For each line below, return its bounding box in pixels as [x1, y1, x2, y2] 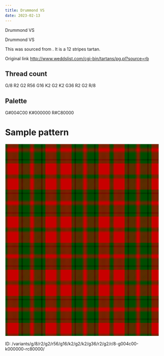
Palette [5, 97, 27, 105]
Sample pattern [5, 127, 69, 138]
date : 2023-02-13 [5, 13, 41, 18]
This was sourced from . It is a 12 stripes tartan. [5, 46, 101, 52]
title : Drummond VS [5, 8, 45, 13]
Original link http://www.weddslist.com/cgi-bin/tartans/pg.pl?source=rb [5, 55, 149, 61]
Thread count [5, 69, 47, 78]
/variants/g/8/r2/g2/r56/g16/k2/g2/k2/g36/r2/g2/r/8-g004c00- [11, 341, 139, 347]
